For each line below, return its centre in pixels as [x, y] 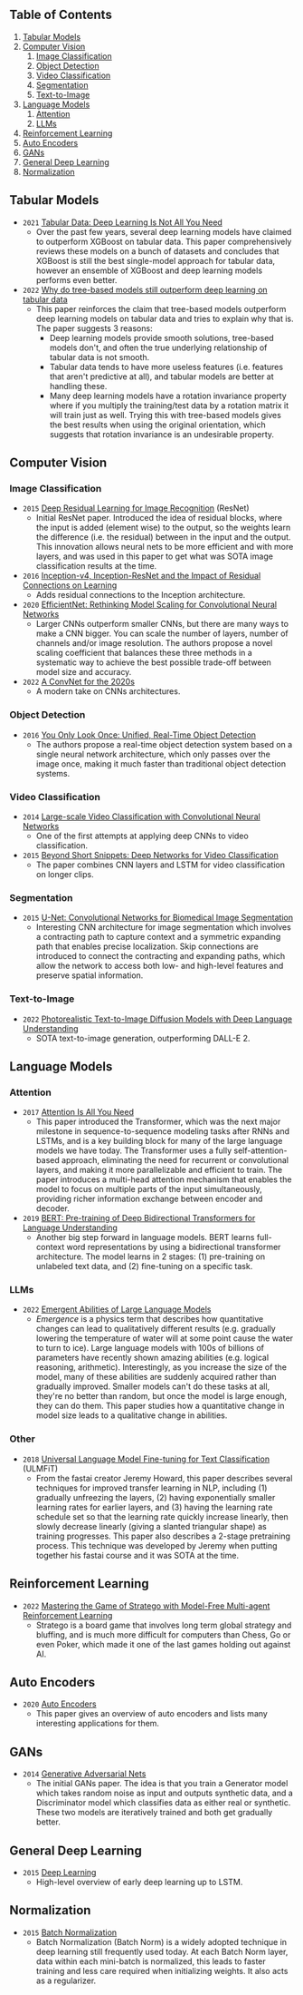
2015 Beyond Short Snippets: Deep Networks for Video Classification [150, 855]
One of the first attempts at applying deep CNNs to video [142, 836]
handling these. [78, 386]
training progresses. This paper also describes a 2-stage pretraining [163, 1536]
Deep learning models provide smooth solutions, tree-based [161, 337]
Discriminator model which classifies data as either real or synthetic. [163, 1803]
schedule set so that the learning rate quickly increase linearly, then [162, 1516]
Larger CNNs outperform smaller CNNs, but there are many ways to [162, 624]
